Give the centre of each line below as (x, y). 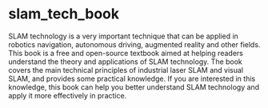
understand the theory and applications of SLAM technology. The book (125, 62)
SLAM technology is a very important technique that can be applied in (123, 36)
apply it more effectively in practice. (68, 95)
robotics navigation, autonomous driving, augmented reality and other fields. (134, 44)
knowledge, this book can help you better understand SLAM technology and (134, 87)
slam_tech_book (64, 14)
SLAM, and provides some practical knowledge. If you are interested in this (132, 78)
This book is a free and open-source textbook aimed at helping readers (126, 53)
